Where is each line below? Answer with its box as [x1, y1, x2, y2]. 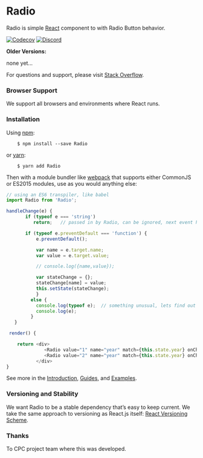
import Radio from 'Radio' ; [6, 197, 77, 203]
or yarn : [6, 151, 26, 159]
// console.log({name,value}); [36, 263, 115, 270]
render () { [8, 330, 36, 336]
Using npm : [6, 129, 35, 136]
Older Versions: [6, 47, 47, 55]
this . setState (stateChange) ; [36, 286, 110, 292]
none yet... [6, 59, 33, 67]
